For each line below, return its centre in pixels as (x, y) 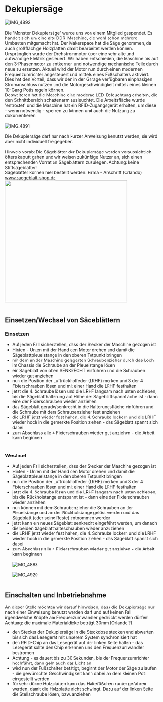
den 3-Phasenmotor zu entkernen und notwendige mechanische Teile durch (81, 64)
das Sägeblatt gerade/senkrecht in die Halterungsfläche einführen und (83, 407)
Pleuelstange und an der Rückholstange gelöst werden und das (76, 512)
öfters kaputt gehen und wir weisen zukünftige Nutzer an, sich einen (74, 157)
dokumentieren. (21, 115)
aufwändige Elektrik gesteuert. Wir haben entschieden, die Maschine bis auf (81, 58)
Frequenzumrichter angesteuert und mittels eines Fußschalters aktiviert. (77, 74)
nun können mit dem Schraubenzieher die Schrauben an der (72, 507)
